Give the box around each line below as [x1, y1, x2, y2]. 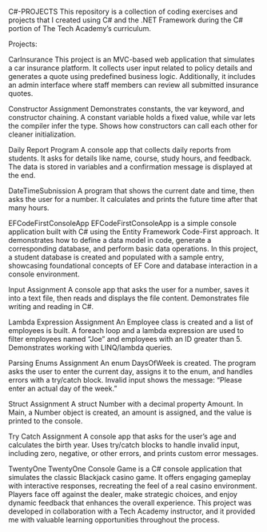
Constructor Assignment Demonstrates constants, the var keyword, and [8, 104, 245, 113]
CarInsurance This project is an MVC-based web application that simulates [8, 55, 255, 64]
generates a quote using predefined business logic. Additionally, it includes [8, 72, 256, 81]
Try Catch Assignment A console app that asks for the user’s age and [8, 431, 237, 441]
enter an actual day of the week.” [8, 383, 118, 393]
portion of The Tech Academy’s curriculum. [8, 24, 152, 33]
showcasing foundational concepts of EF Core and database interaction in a [8, 261, 258, 270]
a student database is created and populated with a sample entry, [8, 252, 225, 262]
